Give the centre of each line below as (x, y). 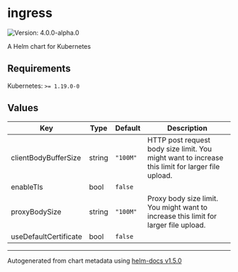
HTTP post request (179, 140)
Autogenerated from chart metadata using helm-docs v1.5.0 (95, 261)
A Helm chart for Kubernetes (49, 46)
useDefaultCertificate (47, 237)
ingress (30, 13)
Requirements (39, 69)
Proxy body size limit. (183, 198)
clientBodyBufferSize (46, 157)
